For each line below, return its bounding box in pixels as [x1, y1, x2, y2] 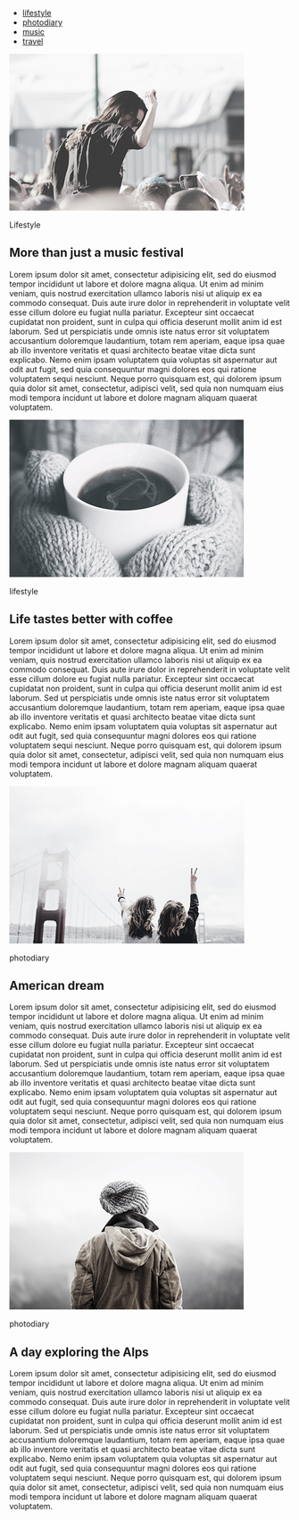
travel [21, 36, 44, 46]
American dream [9, 978, 104, 993]
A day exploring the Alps [9, 1344, 149, 1359]
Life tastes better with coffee [9, 611, 174, 627]
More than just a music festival [9, 245, 185, 261]
